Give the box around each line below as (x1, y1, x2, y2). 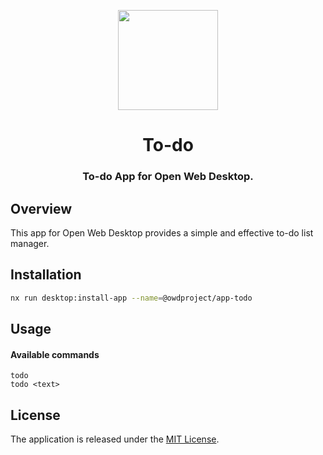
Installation (10, 266, 82, 284)
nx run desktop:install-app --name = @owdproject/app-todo (10, 293, 253, 303)
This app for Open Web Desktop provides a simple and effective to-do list (10, 226, 314, 239)
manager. (10, 237, 50, 249)
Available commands (10, 348, 100, 360)
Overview (10, 200, 73, 217)
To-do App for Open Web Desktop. (82, 170, 254, 184)
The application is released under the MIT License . (10, 433, 220, 445)
